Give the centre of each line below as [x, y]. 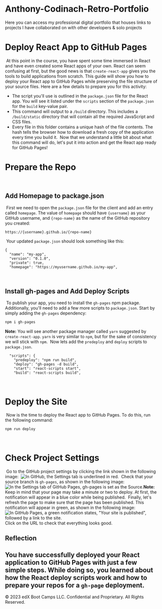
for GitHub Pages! [30, 147]
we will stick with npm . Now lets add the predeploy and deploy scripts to [76, 342]
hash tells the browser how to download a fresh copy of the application [83, 132]
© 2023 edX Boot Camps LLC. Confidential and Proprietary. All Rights [74, 597]
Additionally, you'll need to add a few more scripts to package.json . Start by [80, 308]
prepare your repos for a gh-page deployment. [75, 585]
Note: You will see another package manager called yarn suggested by [76, 331]
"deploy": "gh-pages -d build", [46, 365]
